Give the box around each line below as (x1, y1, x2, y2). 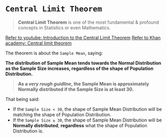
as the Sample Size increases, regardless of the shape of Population (5, 65, 154, 71)
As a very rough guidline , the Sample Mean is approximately (17, 81, 150, 87)
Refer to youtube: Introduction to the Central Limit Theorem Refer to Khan (5, 34, 161, 41)
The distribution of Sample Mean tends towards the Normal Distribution (5, 60, 161, 66)
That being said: (5, 96, 40, 102)
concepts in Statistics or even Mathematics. (17, 25, 111, 31)
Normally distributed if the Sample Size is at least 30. (17, 86, 134, 92)
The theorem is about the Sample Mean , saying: (5, 50, 103, 56)
